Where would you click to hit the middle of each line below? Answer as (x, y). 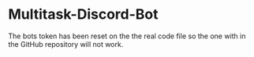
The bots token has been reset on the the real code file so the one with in (127, 36)
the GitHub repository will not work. (66, 44)
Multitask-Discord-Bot (83, 14)
